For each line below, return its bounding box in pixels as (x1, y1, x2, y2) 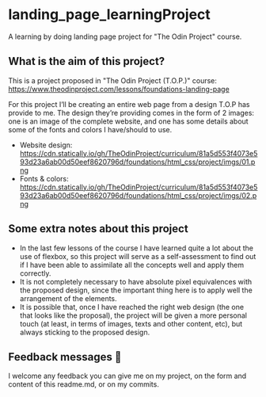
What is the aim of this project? (8, 55, 165, 68)
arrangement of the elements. (19, 293, 117, 303)
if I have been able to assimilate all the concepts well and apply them (19, 260, 244, 269)
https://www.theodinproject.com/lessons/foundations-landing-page (8, 84, 230, 94)
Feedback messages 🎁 (8, 350, 122, 364)
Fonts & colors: (19, 174, 69, 183)
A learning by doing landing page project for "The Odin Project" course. (8, 32, 242, 41)
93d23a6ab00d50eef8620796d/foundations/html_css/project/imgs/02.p (19, 190, 257, 200)
